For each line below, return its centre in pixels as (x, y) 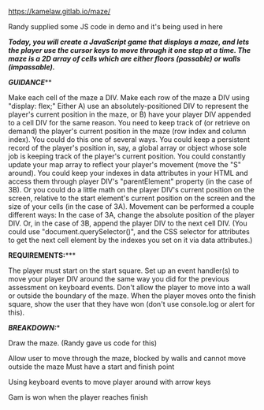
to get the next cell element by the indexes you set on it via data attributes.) (130, 240)
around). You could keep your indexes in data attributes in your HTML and (128, 173)
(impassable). (32, 67)
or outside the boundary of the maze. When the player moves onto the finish (132, 296)
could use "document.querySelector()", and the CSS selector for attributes (129, 231)
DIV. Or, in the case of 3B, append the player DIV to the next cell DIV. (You (128, 223)
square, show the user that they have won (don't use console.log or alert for (132, 304)
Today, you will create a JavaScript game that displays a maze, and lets (129, 42)
